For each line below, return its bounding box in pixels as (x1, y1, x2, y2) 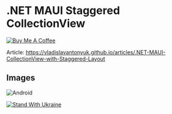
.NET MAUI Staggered (6, 4, 121, 18)
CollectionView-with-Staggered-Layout (6, 55, 105, 62)
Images (6, 73, 36, 83)
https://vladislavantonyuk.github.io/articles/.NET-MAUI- (25, 48, 166, 55)
